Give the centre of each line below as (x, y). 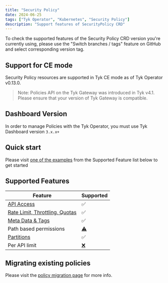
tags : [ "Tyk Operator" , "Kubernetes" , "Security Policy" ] (67, 19)
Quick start (23, 148)
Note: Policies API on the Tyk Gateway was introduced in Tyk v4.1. (86, 93)
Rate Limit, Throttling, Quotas (42, 212)
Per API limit (22, 245)
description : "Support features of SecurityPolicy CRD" (65, 24)
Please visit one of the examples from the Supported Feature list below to (81, 160)
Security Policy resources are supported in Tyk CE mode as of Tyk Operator (84, 78)
